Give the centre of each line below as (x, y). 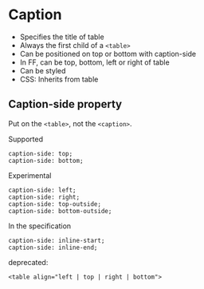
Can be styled (43, 70)
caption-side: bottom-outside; (60, 211)
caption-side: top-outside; (55, 204)
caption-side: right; (44, 197)
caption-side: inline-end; (53, 247)
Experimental (30, 175)
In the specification (40, 226)
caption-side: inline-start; (57, 240)
